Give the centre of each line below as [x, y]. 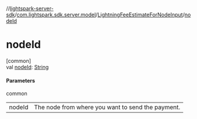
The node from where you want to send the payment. [107, 107]
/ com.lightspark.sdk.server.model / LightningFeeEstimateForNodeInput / [99, 15]
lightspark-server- [32, 8]
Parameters [21, 80]
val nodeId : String [27, 67]
